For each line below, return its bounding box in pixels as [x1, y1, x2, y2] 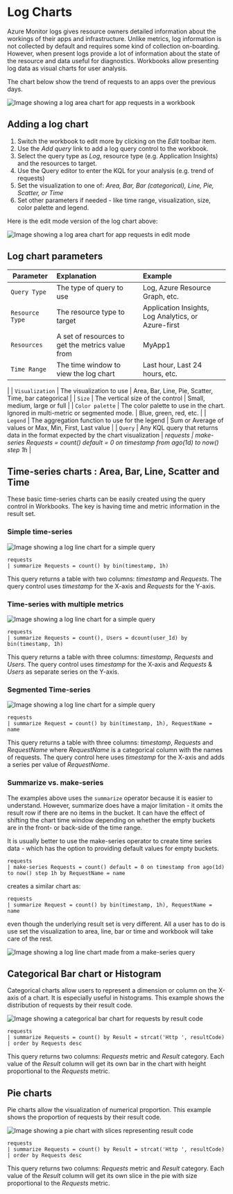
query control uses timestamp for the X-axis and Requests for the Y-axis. [7, 581, 216, 590]
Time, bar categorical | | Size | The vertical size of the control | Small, [7, 394, 206, 402]
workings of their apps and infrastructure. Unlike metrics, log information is [7, 34, 222, 42]
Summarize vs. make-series [7, 778, 104, 788]
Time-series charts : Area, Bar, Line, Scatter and [7, 465, 220, 477]
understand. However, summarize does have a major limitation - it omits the [7, 801, 223, 809]
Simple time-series [7, 527, 73, 537]
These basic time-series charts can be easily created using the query [7, 495, 206, 504]
